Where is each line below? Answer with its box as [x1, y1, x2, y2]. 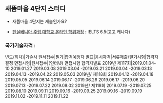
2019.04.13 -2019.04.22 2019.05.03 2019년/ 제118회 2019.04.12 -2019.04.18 [5, 71, 154, 77]
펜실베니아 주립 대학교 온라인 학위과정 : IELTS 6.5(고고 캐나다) [12, 29, 131, 34]
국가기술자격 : [5, 42, 36, 49]
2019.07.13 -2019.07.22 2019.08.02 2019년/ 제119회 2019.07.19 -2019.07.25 [5, 83, 152, 88]
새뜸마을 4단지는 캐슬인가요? [12, 18, 67, 24]
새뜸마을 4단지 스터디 [5, 4, 66, 13]
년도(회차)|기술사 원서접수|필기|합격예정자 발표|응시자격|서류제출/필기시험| [5, 54, 147, 60]
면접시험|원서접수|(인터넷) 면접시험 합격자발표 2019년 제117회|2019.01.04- [14, 60, 156, 66]
